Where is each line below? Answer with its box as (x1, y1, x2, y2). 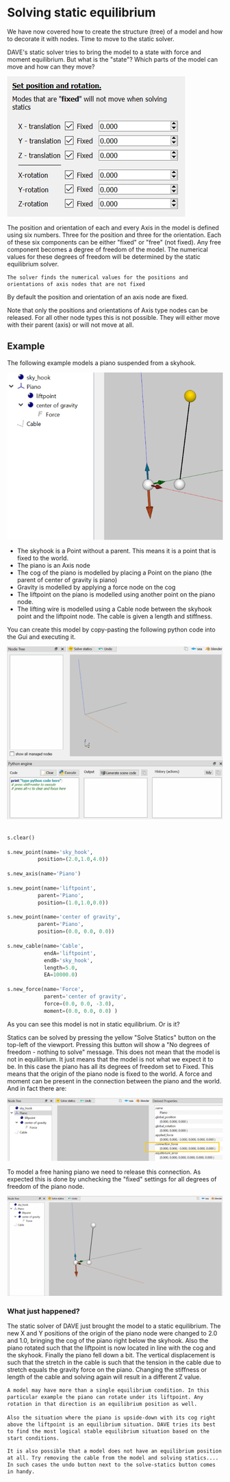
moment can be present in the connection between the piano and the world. (7, 1077, 222, 1085)
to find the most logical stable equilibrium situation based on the (7, 1428, 210, 1435)
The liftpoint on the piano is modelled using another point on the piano (16, 590, 216, 599)
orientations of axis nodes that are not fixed (7, 281, 146, 288)
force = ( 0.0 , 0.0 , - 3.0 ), (43, 1000, 115, 1007)
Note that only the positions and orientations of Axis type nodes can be (7, 306, 208, 314)
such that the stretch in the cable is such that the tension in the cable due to (7, 1358, 221, 1367)
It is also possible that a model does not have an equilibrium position (7, 1448, 222, 1455)
